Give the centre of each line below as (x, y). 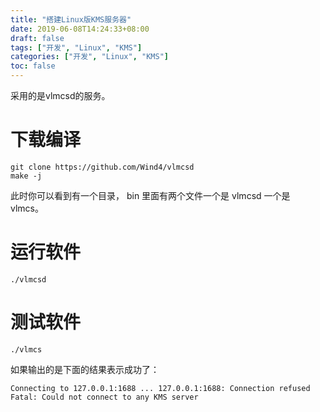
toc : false (33, 66)
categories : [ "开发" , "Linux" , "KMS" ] (89, 57)
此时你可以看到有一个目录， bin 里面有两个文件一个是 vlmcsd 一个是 (150, 195)
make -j (26, 176)
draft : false (37, 38)
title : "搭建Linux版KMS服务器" (71, 19)
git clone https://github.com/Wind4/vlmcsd (102, 167)
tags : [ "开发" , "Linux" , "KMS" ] (76, 47)
